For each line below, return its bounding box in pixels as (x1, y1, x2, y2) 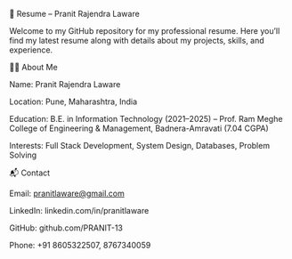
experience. (9, 45, 53, 55)
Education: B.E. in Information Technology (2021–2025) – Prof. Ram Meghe (9, 114, 283, 124)
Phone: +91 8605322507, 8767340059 (9, 240, 151, 250)
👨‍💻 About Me (9, 62, 58, 72)
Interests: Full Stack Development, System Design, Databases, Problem (9, 141, 270, 150)
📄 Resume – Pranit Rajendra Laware (9, 9, 140, 19)
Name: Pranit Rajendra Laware (9, 79, 121, 89)
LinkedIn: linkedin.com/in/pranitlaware (9, 206, 150, 215)
